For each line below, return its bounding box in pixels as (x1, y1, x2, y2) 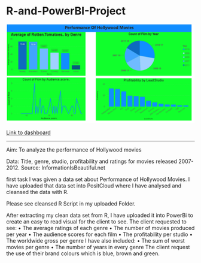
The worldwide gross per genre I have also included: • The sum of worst (6, 237, 185, 244)
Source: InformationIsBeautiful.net (20, 164, 106, 171)
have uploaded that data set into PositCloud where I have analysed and (6, 182, 182, 189)
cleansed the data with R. (6, 188, 69, 195)
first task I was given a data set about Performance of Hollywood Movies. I (6, 176, 190, 183)
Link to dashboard (6, 129, 51, 136)
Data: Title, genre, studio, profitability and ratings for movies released (6, 158, 178, 165)
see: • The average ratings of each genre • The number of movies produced (6, 224, 195, 231)
